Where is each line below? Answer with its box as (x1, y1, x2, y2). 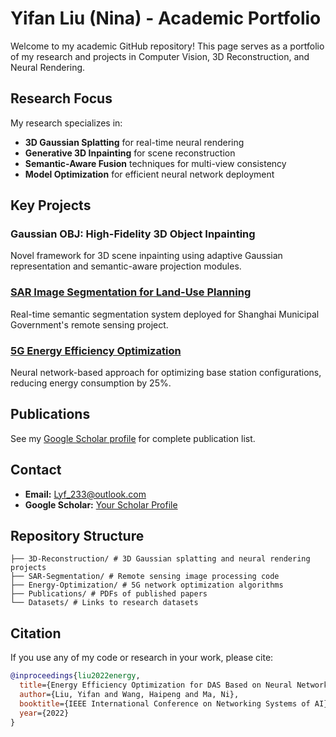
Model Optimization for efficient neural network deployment (24, 168, 275, 180)
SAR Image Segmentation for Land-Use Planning (10, 285, 252, 299)
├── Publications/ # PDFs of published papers (10, 589, 208, 599)
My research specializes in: (10, 117, 123, 129)
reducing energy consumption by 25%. (10, 377, 172, 389)
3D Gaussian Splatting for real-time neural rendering (24, 136, 245, 148)
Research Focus (10, 90, 113, 107)
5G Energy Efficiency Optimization (10, 343, 182, 357)
